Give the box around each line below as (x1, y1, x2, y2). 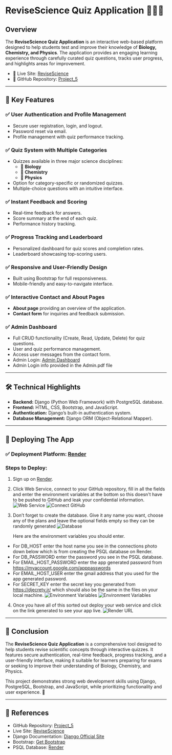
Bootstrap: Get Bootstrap (12, 739, 66, 745)
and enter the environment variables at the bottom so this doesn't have (12, 491, 163, 497)
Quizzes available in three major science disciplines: (12, 158, 123, 164)
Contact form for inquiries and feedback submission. (12, 311, 125, 317)
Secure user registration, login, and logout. (12, 123, 103, 129)
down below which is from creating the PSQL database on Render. (12, 548, 153, 554)
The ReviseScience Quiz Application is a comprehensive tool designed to (5, 640, 162, 647)
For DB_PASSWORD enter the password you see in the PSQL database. (12, 554, 163, 560)
